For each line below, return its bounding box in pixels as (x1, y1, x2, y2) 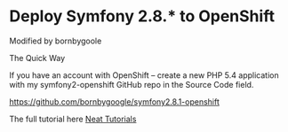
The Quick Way (9, 52, 66, 63)
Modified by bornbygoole (9, 35, 102, 46)
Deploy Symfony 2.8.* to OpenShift (9, 6, 276, 27)
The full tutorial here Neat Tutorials (9, 113, 137, 124)
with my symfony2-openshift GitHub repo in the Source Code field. (9, 79, 254, 89)
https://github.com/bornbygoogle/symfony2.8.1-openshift (9, 96, 220, 107)
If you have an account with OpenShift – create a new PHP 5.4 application (9, 69, 279, 81)
